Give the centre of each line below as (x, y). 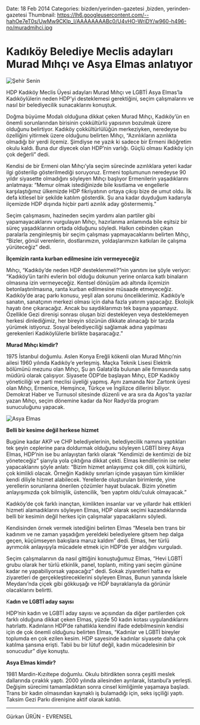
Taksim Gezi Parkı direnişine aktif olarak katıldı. (64, 699)
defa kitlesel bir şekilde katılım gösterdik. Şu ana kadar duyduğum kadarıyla (99, 197)
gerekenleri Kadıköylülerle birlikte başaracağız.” (65, 333)
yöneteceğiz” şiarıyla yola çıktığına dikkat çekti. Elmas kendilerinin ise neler (98, 460)
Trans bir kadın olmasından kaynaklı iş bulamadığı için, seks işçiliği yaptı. (95, 693)
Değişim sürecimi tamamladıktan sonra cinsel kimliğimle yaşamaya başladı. (98, 686)
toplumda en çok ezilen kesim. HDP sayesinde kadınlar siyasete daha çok (96, 638)
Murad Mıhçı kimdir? (32, 345)
